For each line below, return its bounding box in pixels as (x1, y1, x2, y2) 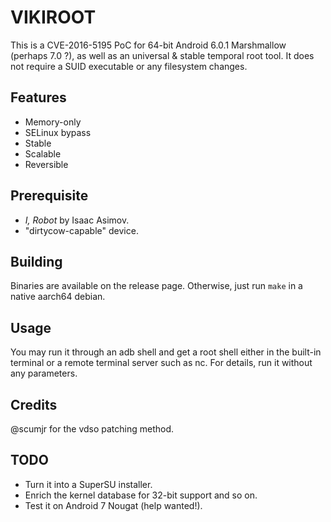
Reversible (24, 158, 69, 170)
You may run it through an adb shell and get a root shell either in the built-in (10, 346, 322, 358)
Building (10, 253, 63, 270)
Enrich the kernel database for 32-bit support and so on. (24, 489, 258, 501)
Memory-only (24, 116, 82, 128)
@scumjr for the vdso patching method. (10, 423, 175, 435)
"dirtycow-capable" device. (24, 224, 139, 236)
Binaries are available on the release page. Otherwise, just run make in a (10, 280, 303, 292)
